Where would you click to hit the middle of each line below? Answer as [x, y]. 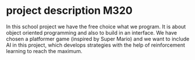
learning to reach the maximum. [44, 51]
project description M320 [69, 11]
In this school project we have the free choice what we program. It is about [96, 27]
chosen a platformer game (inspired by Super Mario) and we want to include [98, 39]
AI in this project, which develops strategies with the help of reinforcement [96, 45]
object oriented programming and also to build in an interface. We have [92, 32]
